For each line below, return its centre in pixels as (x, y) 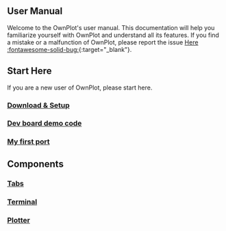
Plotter (19, 220)
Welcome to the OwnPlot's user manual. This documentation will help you (111, 27)
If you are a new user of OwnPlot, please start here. (80, 87)
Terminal (22, 202)
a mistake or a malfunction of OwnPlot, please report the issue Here (103, 42)
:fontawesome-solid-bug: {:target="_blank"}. (70, 49)
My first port (28, 141)
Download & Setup (38, 105)
